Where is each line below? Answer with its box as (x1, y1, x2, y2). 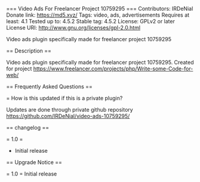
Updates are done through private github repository (6, 106, 133, 113)
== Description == (6, 47, 52, 54)
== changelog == (6, 124, 50, 131)
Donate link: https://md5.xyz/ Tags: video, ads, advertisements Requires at (6, 11, 190, 18)
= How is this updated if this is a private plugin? (6, 95, 123, 101)
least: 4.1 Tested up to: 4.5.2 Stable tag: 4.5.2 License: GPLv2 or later (6, 18, 175, 24)
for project (6, 65, 32, 72)
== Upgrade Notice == (6, 159, 63, 166)
